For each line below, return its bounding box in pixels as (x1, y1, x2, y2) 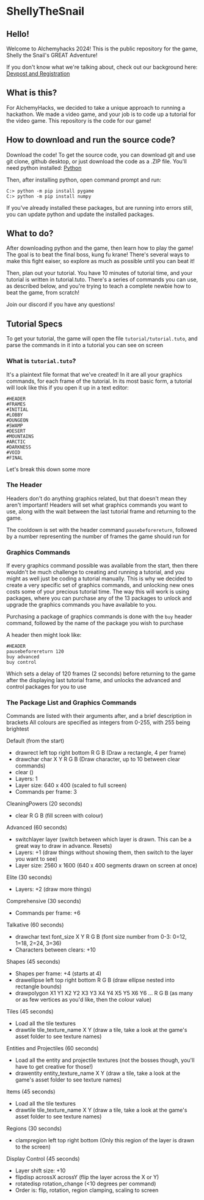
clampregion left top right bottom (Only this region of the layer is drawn (15, 1137, 194, 1144)
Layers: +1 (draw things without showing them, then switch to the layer (15, 848, 194, 856)
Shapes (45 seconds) (6, 958, 60, 966)
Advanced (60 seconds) (6, 824, 67, 831)
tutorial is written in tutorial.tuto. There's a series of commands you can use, (6, 276, 199, 283)
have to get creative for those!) (15, 1063, 93, 1071)
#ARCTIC (6, 439, 26, 445)
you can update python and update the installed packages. (6, 210, 155, 218)
